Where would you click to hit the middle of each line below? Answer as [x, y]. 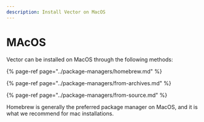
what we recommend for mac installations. [60, 113]
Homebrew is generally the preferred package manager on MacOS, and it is [102, 107]
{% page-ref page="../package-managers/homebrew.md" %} [84, 71]
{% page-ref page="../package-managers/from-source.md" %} [87, 95]
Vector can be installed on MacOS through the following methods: [90, 59]
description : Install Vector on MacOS [56, 12]
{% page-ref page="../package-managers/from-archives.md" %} [89, 83]
